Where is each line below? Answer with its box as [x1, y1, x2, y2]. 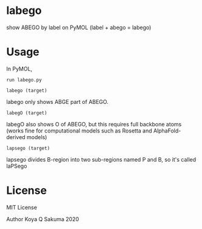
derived [6, 133, 25, 140]
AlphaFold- [153, 127, 181, 134]
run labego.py [6, 77, 42, 83]
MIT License [6, 203, 38, 211]
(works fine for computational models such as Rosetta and [6, 127, 153, 134]
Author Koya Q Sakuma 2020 [6, 215, 79, 222]
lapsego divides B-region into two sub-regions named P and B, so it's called [6, 156, 197, 163]
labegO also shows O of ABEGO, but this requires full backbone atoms [6, 120, 182, 128]
